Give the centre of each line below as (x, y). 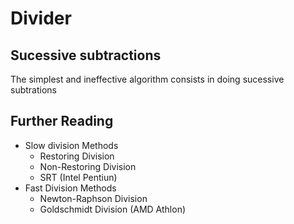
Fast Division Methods (70, 188)
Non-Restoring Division (88, 166)
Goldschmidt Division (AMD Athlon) (113, 209)
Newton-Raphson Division (93, 198)
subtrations (33, 90)
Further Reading (62, 121)
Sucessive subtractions (86, 55)
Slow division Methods (71, 145)
